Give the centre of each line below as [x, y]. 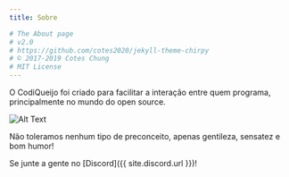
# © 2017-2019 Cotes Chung [59, 59]
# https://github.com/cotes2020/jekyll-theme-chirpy [109, 50]
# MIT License [36, 67]
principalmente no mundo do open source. [88, 102]
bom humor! [32, 146]
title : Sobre [33, 17]
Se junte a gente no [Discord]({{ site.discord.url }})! [103, 163]
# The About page [41, 34]
